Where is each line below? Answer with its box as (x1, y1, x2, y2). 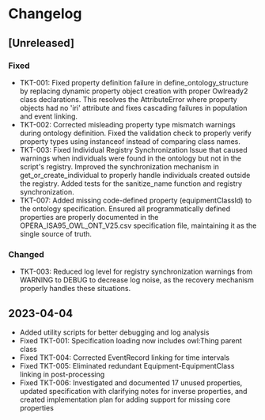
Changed (8, 248, 45, 259)
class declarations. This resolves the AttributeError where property (19, 94, 237, 104)
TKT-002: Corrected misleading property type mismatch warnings (19, 119, 236, 129)
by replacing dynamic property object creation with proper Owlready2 (19, 86, 248, 96)
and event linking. (19, 112, 78, 121)
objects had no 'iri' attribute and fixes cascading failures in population (19, 103, 248, 112)
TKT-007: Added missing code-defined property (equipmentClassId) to (19, 195, 252, 205)
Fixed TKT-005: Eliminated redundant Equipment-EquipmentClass (19, 361, 235, 370)
